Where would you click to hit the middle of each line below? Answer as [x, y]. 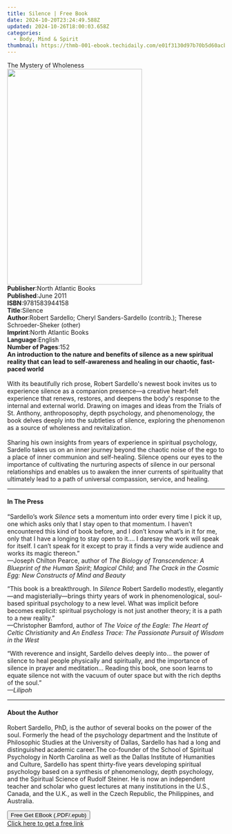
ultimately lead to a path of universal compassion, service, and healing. [108, 479]
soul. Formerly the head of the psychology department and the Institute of [113, 735]
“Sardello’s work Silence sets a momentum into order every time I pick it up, [115, 517]
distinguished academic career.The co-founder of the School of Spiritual [110, 750]
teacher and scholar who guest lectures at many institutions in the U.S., [109, 786]
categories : [24, 33]
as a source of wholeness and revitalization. [70, 428]
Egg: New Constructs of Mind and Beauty [67, 575]
